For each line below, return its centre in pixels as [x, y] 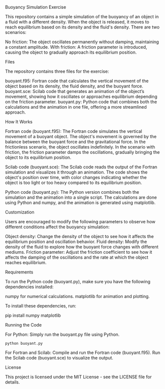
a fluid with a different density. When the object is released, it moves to [77, 22]
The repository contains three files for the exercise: [57, 71]
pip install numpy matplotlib [33, 315]
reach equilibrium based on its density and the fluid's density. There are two [82, 27]
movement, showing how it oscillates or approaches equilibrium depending [81, 96]
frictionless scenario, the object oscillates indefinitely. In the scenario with [80, 147]
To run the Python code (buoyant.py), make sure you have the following [78, 282]
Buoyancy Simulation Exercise [36, 7]
